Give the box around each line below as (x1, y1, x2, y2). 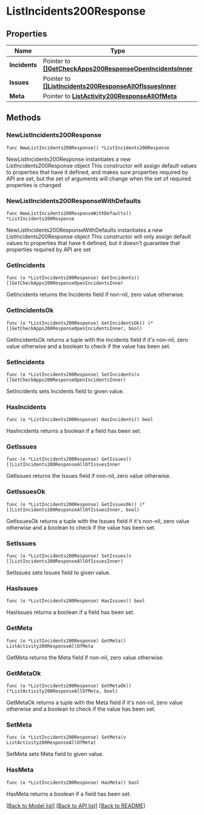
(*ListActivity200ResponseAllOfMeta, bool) (6, 688, 118, 694)
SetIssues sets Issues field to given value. (6, 569, 111, 577)
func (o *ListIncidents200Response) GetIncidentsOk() (6, 320, 146, 326)
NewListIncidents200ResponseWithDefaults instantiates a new (6, 226, 163, 233)
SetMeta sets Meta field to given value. (6, 750, 104, 758)
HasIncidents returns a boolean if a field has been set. (6, 427, 141, 435)
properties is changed (6, 181, 62, 188)
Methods (6, 113, 41, 123)
